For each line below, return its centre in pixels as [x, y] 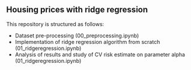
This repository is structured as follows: [55, 24]
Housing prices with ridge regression [77, 10]
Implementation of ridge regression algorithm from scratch [87, 42]
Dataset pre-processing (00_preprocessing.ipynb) [77, 36]
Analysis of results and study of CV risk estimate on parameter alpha [100, 54]
